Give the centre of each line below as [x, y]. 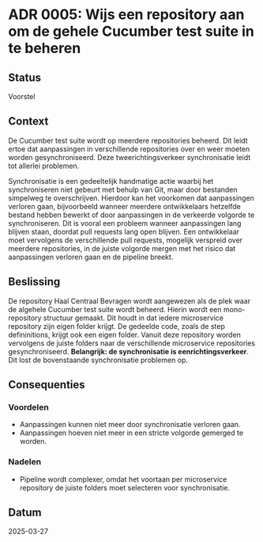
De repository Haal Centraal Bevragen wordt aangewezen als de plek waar [130, 301]
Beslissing [34, 282]
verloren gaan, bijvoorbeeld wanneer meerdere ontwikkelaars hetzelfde [124, 206]
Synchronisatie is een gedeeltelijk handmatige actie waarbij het [111, 181]
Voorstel [22, 96]
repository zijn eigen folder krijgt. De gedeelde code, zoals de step [116, 326]
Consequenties [47, 385]
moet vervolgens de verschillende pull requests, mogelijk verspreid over [126, 240]
